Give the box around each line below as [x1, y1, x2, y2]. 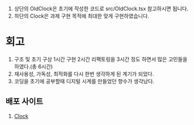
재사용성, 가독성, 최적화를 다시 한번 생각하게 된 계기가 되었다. [14, 70, 154, 77]
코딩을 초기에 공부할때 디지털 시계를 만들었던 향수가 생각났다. [14, 77, 154, 85]
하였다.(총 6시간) [14, 63, 53, 70]
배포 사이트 [5, 96, 44, 107]
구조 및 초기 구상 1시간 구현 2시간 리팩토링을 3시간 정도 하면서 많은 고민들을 [14, 55, 188, 63]
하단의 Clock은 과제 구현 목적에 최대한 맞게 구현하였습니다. [14, 12, 150, 19]
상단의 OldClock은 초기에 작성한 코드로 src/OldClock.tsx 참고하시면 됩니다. [14, 5, 189, 12]
